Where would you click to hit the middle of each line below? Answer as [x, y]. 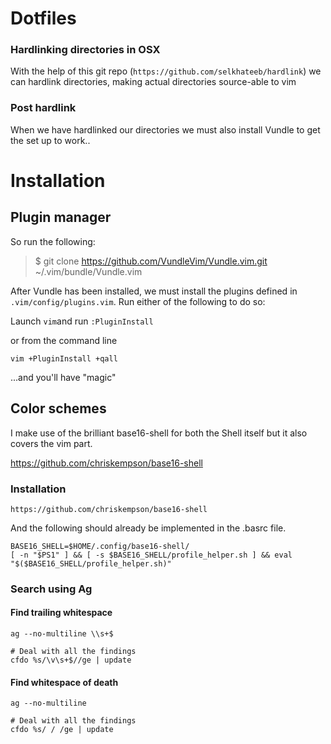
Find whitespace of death [64, 682]
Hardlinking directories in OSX [85, 50]
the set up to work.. [50, 140]
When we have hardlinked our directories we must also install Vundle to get [165, 129]
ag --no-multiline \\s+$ [62, 634]
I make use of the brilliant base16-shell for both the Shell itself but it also [159, 433]
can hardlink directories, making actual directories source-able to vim [153, 82]
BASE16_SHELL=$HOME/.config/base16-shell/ [100, 546]
